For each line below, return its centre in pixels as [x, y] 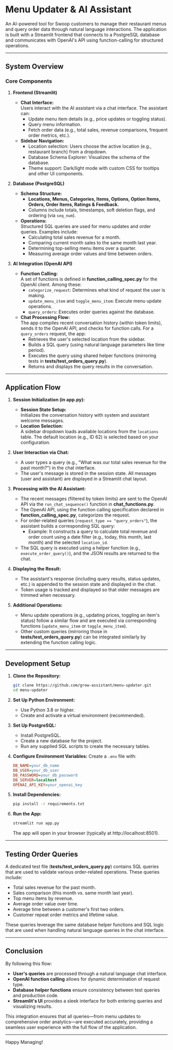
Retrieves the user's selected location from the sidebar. [87, 339]
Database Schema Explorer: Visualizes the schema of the [89, 157]
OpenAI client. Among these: [51, 284]
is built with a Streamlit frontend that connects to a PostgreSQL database [83, 34]
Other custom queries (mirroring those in [64, 632]
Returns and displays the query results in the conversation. [91, 366]
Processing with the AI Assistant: [49, 489]
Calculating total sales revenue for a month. [74, 237]
